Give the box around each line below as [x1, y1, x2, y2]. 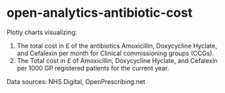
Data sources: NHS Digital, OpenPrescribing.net [6, 77, 146, 85]
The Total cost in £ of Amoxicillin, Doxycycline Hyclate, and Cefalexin [16, 56, 218, 64]
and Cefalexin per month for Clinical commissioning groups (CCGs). [16, 49, 214, 57]
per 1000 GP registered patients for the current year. [16, 64, 170, 72]
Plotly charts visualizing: [6, 28, 78, 36]
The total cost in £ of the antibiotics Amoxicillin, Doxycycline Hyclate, [16, 41, 218, 50]
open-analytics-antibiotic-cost [6, 5, 193, 21]
